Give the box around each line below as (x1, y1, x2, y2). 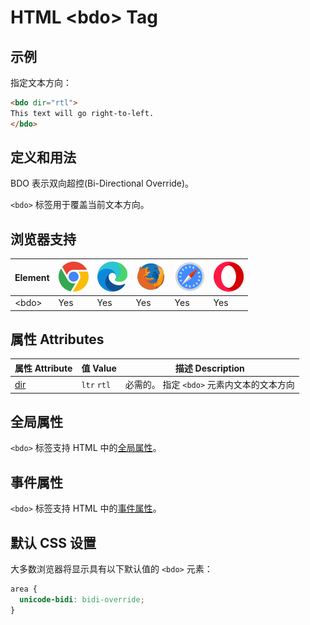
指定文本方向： (10, 77, 72, 88)
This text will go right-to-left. (10, 108, 155, 118)
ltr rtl (81, 380, 112, 390)
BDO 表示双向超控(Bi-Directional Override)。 (10, 177, 195, 190)
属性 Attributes (10, 331, 105, 348)
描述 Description (174, 362, 245, 374)
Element (14, 271, 50, 283)
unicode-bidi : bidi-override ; (19, 594, 145, 605)
